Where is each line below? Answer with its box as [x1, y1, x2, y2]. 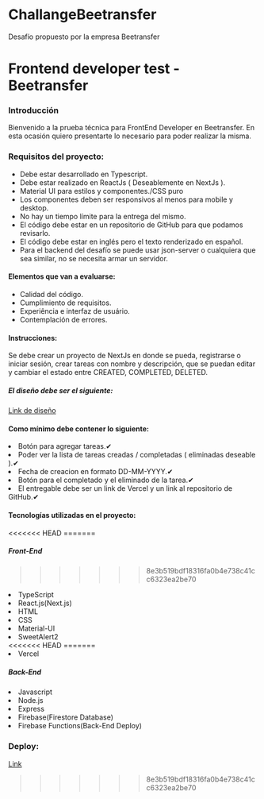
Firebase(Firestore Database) [18, 712, 113, 722]
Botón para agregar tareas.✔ [18, 442, 113, 451]
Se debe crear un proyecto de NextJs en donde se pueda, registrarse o [8, 351, 242, 361]
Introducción [8, 105, 59, 116]
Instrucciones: [8, 333, 58, 342]
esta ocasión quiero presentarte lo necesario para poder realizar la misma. [8, 131, 252, 141]
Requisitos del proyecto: [8, 151, 105, 162]
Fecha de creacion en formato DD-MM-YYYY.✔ [18, 467, 174, 477]
